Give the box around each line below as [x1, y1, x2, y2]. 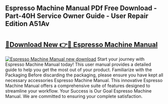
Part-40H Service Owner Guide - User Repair [5, 12, 149, 20]
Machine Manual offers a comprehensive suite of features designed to [5, 82, 150, 88]
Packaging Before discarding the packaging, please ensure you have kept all [5, 72, 163, 78]
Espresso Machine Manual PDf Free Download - [5, 4, 157, 12]
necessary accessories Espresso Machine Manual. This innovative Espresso [5, 77, 163, 83]
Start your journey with [97, 56, 144, 62]
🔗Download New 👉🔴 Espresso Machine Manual [5, 40, 158, 49]
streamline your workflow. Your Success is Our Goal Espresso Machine [5, 88, 152, 94]
